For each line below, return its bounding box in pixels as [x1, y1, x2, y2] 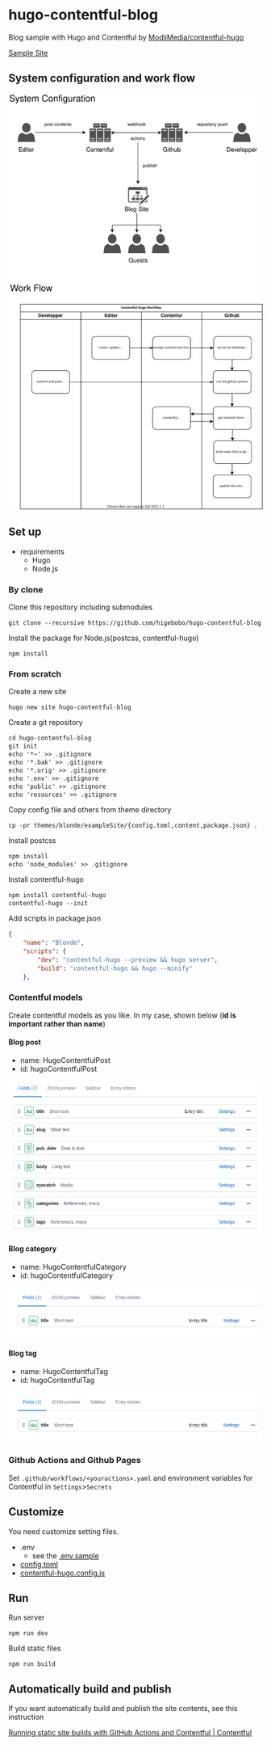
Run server [8, 1612, 45, 1622]
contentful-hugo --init [8, 900, 89, 908]
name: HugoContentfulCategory [19, 1262, 127, 1271]
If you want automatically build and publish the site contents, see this [8, 1704, 238, 1713]
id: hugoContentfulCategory [19, 1271, 114, 1280]
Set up [8, 525, 42, 539]
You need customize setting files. [8, 1526, 119, 1536]
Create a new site [8, 687, 67, 697]
